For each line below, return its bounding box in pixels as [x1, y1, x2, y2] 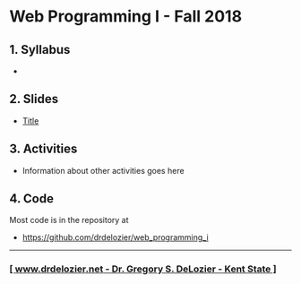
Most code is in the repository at [9, 215, 129, 226]
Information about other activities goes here [21, 165, 185, 176]
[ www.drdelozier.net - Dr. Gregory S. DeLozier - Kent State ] [9, 262, 277, 275]
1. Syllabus [9, 42, 71, 57]
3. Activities [9, 142, 78, 157]
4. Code [9, 191, 54, 207]
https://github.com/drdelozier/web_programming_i [21, 232, 209, 243]
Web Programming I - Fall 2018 [9, 6, 243, 27]
